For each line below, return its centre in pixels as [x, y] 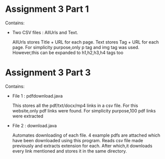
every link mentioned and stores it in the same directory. [69, 151]
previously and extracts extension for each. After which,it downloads [82, 146]
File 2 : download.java [34, 125]
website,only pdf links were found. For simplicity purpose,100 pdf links [84, 110]
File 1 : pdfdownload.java [37, 96]
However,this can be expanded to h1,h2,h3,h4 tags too [68, 53]
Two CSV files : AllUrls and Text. [45, 32]
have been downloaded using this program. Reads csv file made [78, 140]
